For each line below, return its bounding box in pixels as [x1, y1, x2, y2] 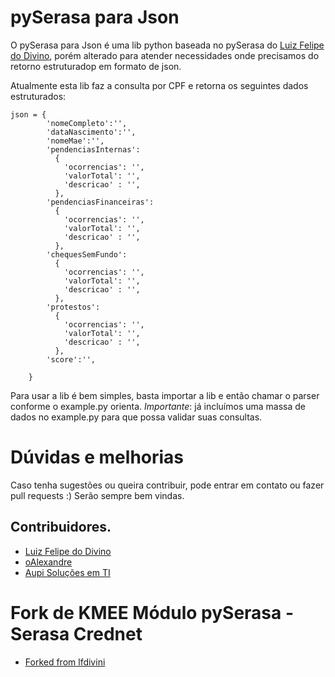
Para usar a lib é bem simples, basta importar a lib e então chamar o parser [10, 389, 320, 401]
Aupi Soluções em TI [24, 566, 111, 578]
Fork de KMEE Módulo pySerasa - [10, 601, 295, 624]
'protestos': [46, 302, 101, 312]
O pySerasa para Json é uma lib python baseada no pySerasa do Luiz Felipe [10, 39, 325, 51]
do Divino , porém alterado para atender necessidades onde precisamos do [10, 49, 320, 61]
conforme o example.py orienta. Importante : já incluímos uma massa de [10, 400, 307, 412]
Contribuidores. [10, 519, 112, 536]
